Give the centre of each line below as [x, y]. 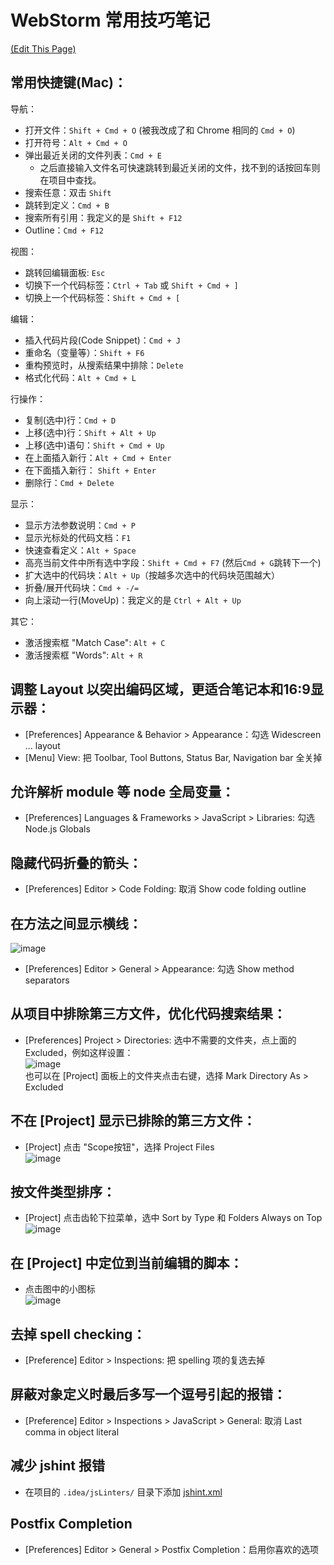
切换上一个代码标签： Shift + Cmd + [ [102, 297]
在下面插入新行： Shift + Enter [90, 470]
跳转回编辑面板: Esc [65, 272]
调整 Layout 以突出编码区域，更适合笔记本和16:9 [160, 689]
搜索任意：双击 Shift [68, 192]
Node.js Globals [57, 829]
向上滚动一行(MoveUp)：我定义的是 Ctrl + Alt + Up [133, 600]
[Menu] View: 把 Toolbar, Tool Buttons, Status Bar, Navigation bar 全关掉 [173, 757]
